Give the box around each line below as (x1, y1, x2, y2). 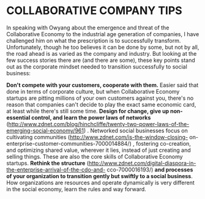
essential (6, 114, 31, 121)
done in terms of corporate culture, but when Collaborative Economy (6, 88, 180, 95)
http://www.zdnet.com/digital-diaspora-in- (88, 159, 196, 167)
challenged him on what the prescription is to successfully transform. (6, 37, 181, 44)
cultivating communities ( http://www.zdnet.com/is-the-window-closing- (6, 133, 188, 141)
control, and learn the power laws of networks (31, 114, 151, 121)
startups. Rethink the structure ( (6, 159, 89, 167)
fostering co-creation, (135, 140, 192, 147)
